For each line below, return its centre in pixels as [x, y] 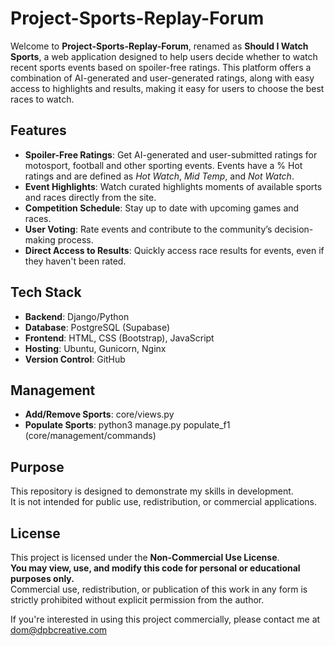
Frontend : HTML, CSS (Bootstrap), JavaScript [119, 338]
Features [38, 130]
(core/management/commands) [90, 436]
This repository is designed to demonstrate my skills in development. [152, 491]
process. [75, 239]
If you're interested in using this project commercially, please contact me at [165, 619]
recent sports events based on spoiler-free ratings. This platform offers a [161, 67]
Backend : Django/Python [77, 316]
